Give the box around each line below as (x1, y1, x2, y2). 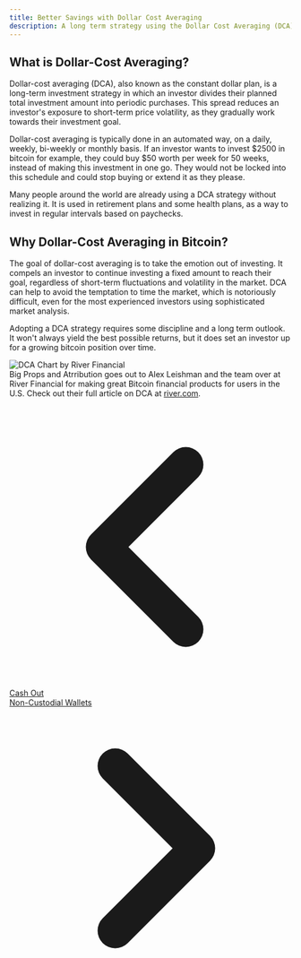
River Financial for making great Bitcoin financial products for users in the (9, 378, 280, 390)
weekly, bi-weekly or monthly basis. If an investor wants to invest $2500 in (9, 143, 286, 154)
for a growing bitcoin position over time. (9, 342, 157, 353)
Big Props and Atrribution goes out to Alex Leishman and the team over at (9, 369, 280, 380)
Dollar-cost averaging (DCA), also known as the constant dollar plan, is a (9, 78, 278, 90)
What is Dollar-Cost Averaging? (9, 55, 190, 70)
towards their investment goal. (9, 117, 122, 127)
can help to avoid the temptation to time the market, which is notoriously (9, 287, 276, 298)
